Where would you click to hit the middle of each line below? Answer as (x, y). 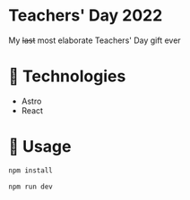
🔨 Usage (40, 147)
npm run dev (30, 187)
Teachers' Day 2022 (86, 16)
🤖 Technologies (67, 76)
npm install (30, 171)
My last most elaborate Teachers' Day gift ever (95, 40)
